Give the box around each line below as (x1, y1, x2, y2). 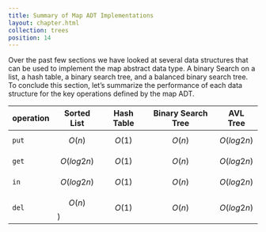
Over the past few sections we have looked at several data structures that (8, 55, 249, 65)
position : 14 (8, 33, 51, 42)
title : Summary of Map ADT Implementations (8, 11, 154, 20)
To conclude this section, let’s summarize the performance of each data (8, 81, 243, 90)
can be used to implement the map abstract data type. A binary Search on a (8, 64, 256, 74)
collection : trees (8, 26, 69, 34)
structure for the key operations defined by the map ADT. (8, 89, 196, 99)
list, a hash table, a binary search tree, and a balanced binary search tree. (8, 72, 249, 82)
